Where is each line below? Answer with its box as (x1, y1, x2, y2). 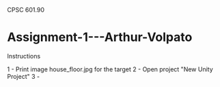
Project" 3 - (7, 72, 40, 80)
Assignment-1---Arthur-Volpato (7, 30, 193, 45)
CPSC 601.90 (7, 6, 44, 14)
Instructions (7, 52, 41, 60)
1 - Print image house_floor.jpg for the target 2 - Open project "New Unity (7, 65, 213, 73)
